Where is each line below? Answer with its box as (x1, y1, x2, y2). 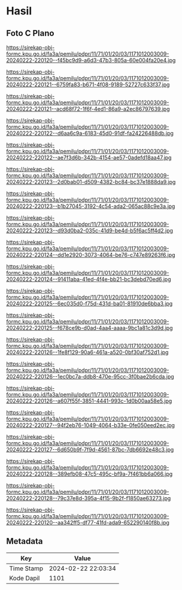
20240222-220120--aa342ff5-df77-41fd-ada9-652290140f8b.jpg (6, 519, 169, 526)
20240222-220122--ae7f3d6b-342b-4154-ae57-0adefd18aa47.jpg (6, 154, 172, 161)
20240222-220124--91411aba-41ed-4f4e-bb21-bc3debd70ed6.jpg (6, 276, 172, 283)
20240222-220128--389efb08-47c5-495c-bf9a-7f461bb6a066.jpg (6, 470, 173, 477)
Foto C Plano (6, 28, 54, 38)
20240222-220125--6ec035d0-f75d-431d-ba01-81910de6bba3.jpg (6, 300, 173, 307)
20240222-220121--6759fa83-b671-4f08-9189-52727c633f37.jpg (6, 81, 170, 88)
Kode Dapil (9, 574, 40, 582)
